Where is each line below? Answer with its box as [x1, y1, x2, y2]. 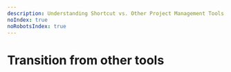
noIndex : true [7, 16, 48, 23]
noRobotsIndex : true [7, 23, 67, 29]
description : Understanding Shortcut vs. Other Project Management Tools [7, 10, 225, 17]
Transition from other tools [7, 52, 165, 68]
